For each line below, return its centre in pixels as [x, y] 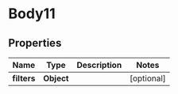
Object [56, 78]
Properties [35, 43]
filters [24, 78]
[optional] [148, 78]
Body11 [32, 14]
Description [99, 65]
